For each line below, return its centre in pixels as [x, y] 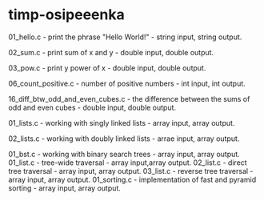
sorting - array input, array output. [65, 188]
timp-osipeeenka [67, 15]
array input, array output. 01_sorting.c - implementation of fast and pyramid [132, 179]
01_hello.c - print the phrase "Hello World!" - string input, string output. [125, 37]
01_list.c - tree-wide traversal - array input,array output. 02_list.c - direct [128, 163]
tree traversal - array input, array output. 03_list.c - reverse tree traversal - [131, 171]
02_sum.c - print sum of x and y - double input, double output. [111, 52]
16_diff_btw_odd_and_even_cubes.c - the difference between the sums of [129, 98]
